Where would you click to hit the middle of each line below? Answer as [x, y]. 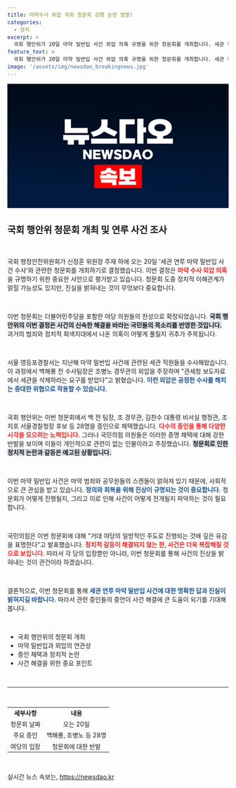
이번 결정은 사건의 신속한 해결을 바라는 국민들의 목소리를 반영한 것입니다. [124, 325]
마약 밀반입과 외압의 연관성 [54, 645]
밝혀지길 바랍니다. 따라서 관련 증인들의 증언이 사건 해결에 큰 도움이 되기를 [107, 600]
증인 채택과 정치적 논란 [48, 655]
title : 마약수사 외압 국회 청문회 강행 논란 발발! [70, 15]
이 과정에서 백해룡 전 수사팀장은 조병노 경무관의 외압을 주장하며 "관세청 [104, 372]
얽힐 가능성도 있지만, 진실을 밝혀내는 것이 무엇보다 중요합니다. [92, 288]
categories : [25, 22]
